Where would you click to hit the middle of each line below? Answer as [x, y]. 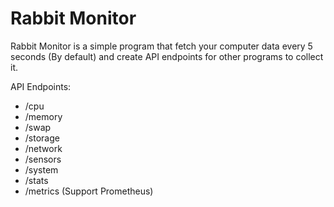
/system [41, 169]
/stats [36, 180]
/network [43, 148]
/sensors [43, 159]
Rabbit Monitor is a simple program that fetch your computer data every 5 [161, 46]
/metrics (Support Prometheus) [89, 191]
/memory [43, 116]
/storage [42, 138]
